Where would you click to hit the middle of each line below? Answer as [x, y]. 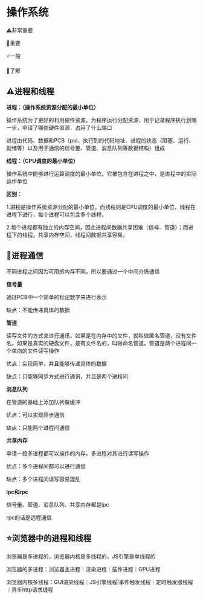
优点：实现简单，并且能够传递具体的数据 [56, 364]
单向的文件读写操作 [35, 350]
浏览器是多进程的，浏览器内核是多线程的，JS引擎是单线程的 [81, 557]
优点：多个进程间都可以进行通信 [46, 466]
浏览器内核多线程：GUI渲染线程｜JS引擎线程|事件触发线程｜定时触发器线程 [100, 582]
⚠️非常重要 [20, 30]
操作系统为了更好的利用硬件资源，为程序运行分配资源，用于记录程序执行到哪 [101, 120]
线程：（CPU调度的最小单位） [42, 161]
